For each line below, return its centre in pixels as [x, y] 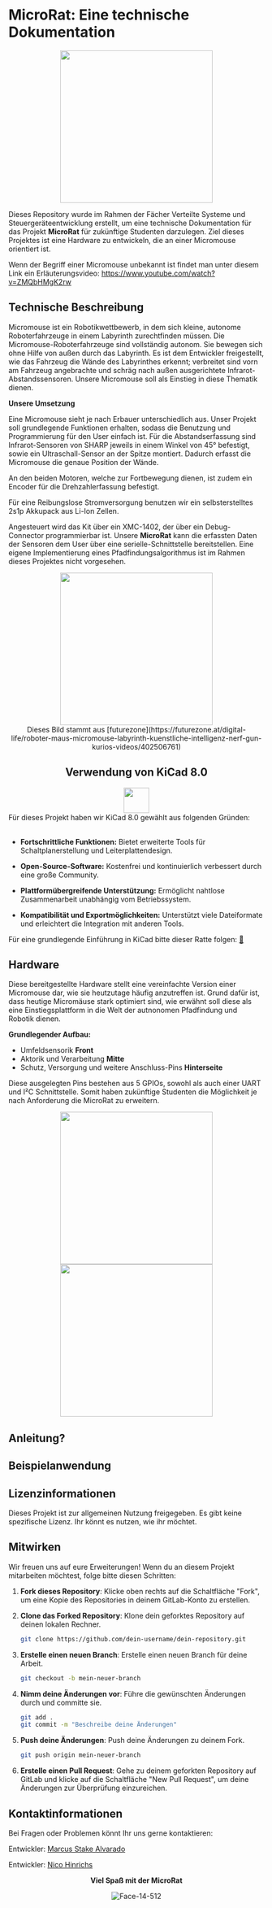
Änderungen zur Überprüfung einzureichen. [94, 1788]
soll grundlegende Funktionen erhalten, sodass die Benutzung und [120, 428]
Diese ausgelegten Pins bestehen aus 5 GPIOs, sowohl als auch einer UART [135, 1084]
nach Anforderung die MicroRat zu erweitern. [84, 1101]
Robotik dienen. [35, 1019]
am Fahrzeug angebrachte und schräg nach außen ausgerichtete [117, 370]
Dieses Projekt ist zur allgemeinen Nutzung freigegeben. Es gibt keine [125, 1513]
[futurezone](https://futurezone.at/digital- [176, 729]
